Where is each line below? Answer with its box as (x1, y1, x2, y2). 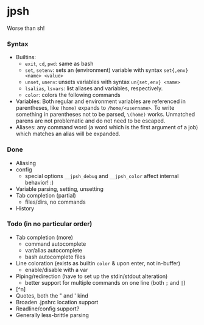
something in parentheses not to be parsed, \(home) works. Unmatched (15, 111, 195, 118)
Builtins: (15, 54, 36, 61)
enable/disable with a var (24, 266, 88, 273)
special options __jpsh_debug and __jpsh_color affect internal (24, 172, 179, 179)
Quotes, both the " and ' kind (15, 291, 89, 299)
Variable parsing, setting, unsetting (15, 185, 104, 193)
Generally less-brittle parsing (15, 311, 89, 318)
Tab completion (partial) (15, 191, 77, 199)
